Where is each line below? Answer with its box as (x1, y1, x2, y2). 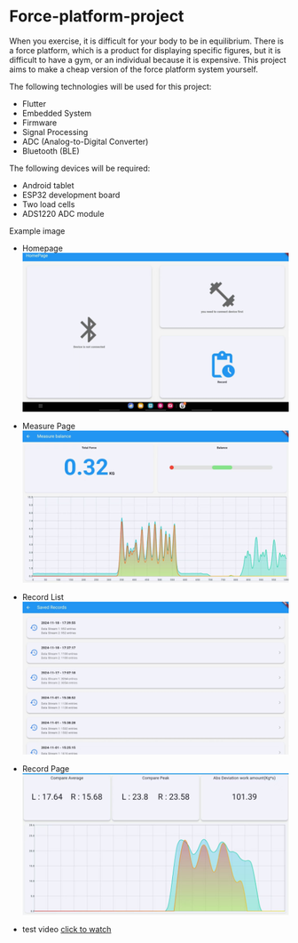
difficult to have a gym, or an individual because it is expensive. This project (9, 54, 286, 65)
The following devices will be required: (9, 163, 151, 173)
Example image (9, 225, 66, 236)
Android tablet (21, 180, 74, 190)
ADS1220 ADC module (21, 208, 105, 219)
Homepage (21, 243, 64, 253)
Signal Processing (21, 126, 89, 137)
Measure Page (21, 420, 75, 431)
